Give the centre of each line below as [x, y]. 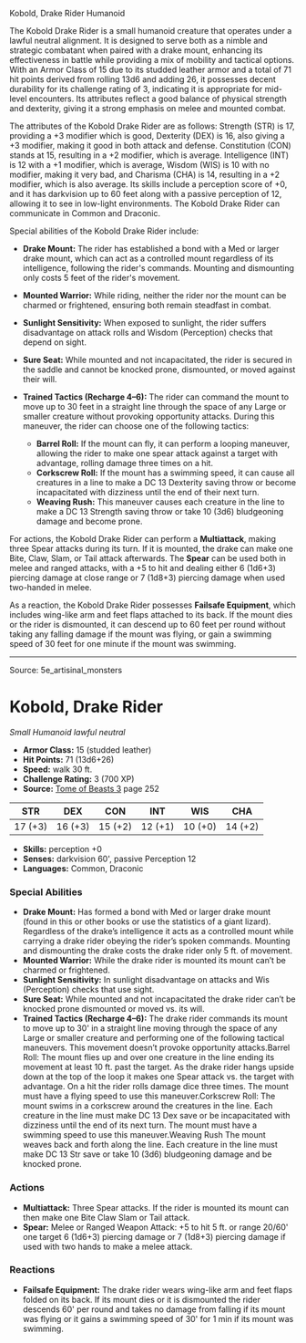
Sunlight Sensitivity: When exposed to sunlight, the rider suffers [144, 323]
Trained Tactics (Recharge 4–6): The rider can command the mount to [156, 397]
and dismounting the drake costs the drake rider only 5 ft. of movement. [158, 951]
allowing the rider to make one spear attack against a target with [157, 453]
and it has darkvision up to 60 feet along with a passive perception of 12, [146, 194]
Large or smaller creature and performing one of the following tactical [153, 1038]
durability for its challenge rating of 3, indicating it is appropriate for [136, 89]
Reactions [32, 1270]
